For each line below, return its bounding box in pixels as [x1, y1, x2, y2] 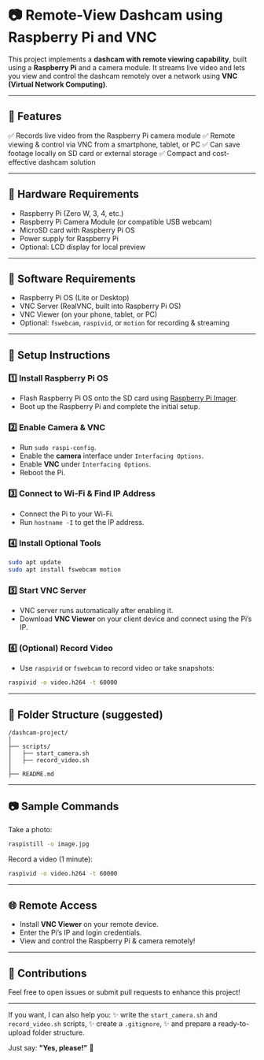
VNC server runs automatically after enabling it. [19, 606, 174, 615]
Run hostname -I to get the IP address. [19, 517, 145, 526]
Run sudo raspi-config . [19, 443, 97, 452]
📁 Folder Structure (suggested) [8, 708, 163, 721]
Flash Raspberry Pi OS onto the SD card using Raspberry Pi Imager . [19, 393, 238, 403]
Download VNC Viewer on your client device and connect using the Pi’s [19, 614, 252, 623]
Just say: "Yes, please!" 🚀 [8, 1043, 94, 1053]
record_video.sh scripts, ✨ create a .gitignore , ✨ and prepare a [8, 1019, 217, 1028]
